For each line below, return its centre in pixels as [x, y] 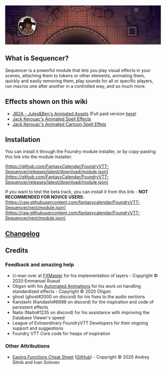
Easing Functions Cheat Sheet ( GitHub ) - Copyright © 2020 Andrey [81, 357]
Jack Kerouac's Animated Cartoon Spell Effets [59, 124]
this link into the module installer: [39, 157]
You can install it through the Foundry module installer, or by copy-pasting [81, 152]
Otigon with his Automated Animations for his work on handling [77, 286]
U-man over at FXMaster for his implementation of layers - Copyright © [85, 275]
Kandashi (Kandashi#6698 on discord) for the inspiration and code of [83, 302]
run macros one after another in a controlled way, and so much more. [76, 86]
